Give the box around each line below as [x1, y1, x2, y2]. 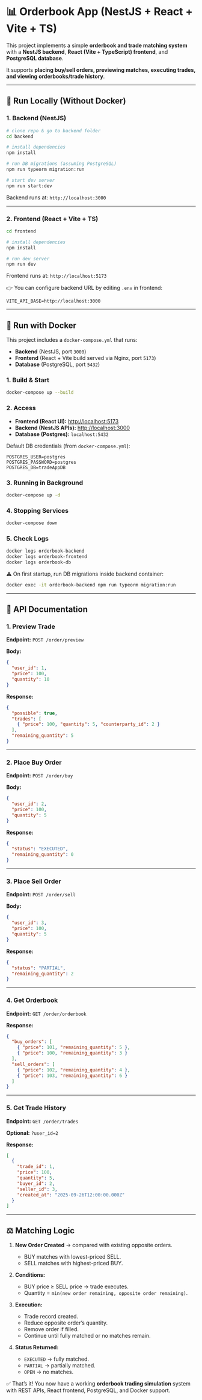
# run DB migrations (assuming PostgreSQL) [6, 161, 117, 167]
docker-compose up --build [6, 390, 74, 396]
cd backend [6, 133, 34, 140]
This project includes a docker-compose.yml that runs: [6, 336, 138, 344]
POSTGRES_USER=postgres [6, 454, 66, 460]
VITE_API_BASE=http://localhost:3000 [6, 298, 101, 304]
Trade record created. [23, 1313, 79, 1320]
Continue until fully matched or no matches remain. [23, 1332, 151, 1340]
